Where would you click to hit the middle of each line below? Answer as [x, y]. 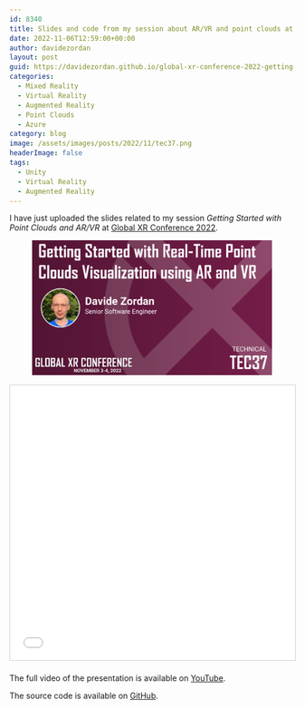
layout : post [34, 58]
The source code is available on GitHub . [84, 696]
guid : [19, 67]
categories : [32, 77]
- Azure [32, 124]
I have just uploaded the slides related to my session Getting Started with [146, 219]
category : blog [38, 134]
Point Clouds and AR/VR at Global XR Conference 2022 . [114, 228]
